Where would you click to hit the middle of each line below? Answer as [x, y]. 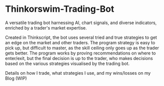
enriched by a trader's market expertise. [46, 28]
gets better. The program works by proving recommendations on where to [81, 53]
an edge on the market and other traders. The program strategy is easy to [80, 42]
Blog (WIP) [16, 78]
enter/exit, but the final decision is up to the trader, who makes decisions [79, 58]
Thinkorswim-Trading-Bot [60, 9]
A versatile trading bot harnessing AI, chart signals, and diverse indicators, [81, 23]
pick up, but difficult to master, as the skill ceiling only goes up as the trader [82, 48]
